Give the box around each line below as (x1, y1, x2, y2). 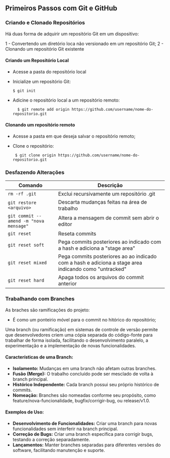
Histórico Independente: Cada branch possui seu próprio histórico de (12, 381, 159, 387)
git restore (8, 200, 37, 206)
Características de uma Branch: (5, 354, 73, 360)
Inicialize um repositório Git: (12, 78, 71, 84)
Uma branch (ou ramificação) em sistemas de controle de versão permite (5, 326, 158, 333)
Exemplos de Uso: (5, 409, 44, 415)
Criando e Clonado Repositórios (5, 19, 85, 26)
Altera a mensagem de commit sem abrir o (58, 214, 159, 221)
